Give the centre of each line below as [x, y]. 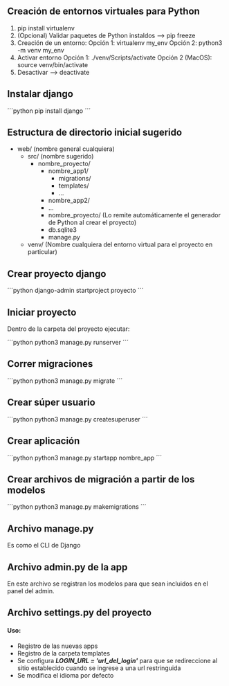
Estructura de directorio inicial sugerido [94, 133]
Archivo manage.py [51, 529]
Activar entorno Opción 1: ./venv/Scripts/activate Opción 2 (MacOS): [114, 57]
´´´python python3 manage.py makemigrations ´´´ [77, 507]
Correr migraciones [50, 364]
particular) [42, 252]
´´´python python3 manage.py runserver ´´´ [68, 343]
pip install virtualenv [46, 28]
